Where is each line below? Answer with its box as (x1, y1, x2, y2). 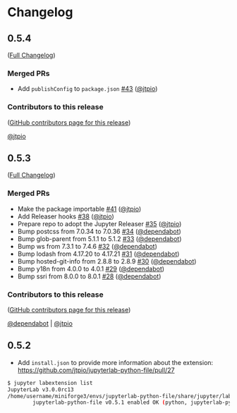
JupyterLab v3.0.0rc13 (7, 386, 74, 393)
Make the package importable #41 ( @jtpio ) (17, 204, 142, 213)
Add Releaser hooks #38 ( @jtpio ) (17, 212, 114, 221)
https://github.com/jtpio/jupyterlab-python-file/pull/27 (17, 366, 175, 374)
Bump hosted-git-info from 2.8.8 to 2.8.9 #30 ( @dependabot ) (17, 257, 197, 265)
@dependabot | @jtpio (7, 319, 73, 328)
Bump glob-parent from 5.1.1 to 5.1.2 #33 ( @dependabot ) (17, 234, 182, 243)
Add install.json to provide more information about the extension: (17, 358, 214, 366)
